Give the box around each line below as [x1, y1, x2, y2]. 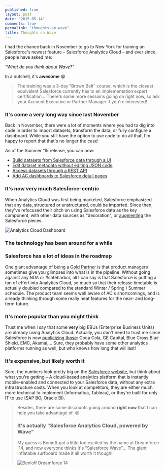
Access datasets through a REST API [12, 168, 87, 173]
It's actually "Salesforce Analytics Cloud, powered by [17, 422, 149, 429]
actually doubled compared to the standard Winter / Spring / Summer [5, 285, 146, 291]
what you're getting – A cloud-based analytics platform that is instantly [5, 374, 149, 380]
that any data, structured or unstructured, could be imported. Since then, [5, 202, 153, 208]
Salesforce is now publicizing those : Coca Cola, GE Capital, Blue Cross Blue [5, 335, 159, 341]
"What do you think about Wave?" [5, 64, 75, 70]
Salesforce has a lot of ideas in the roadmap [5, 253, 112, 259]
